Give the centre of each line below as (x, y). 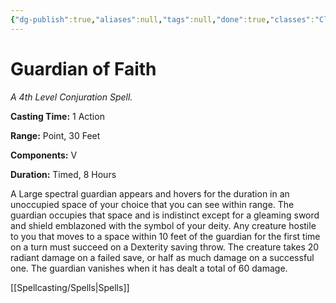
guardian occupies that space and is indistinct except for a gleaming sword (165, 215)
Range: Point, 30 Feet (55, 135)
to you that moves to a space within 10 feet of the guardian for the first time (165, 236)
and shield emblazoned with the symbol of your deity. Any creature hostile (163, 225)
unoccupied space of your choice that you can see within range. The (152, 204)
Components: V (44, 155)
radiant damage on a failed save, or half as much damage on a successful (162, 257)
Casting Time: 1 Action (57, 116)
